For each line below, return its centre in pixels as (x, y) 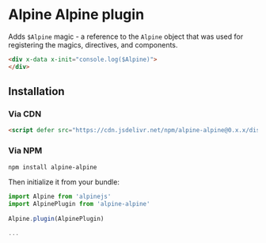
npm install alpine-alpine (53, 167)
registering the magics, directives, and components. (93, 44)
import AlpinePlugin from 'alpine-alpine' (79, 204)
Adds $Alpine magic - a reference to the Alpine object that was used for (126, 36)
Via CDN (25, 114)
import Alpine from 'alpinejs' (60, 197)
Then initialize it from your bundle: (64, 182)
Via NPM (25, 150)
